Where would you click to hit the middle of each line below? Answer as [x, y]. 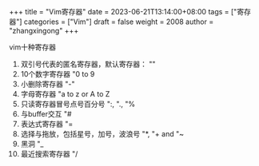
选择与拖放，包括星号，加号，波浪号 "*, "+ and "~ [102, 134]
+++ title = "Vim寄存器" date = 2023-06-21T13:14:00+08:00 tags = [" [123, 12]
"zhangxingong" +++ [44, 31]
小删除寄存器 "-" [48, 84]
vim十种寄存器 [33, 47]
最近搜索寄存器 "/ [49, 154]
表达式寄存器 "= [47, 124]
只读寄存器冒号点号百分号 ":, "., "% [78, 104]
